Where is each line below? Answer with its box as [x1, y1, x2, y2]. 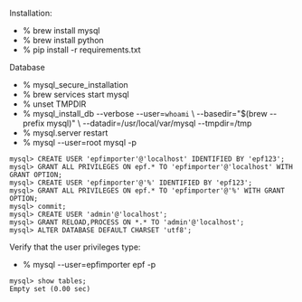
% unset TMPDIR [22, 99, 87, 109]
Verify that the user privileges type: [9, 241, 141, 252]
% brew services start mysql [22, 90, 129, 99]
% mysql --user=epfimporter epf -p [22, 260, 156, 269]
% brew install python [22, 35, 104, 45]
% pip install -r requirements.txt [22, 44, 142, 55]
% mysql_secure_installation [22, 80, 128, 90]
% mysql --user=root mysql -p [22, 137, 137, 147]
